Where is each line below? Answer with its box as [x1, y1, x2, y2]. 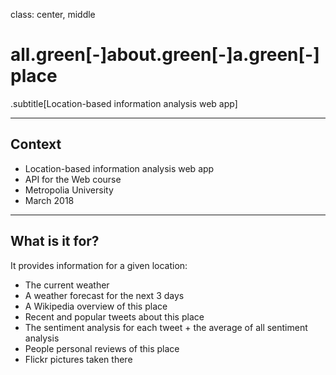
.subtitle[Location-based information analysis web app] [10, 97, 238, 109]
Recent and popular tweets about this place [24, 310, 205, 323]
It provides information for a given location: [10, 259, 188, 271]
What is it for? [10, 233, 100, 250]
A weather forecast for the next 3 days [24, 289, 185, 301]
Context [10, 136, 62, 153]
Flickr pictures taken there [24, 353, 133, 365]
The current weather [24, 279, 110, 291]
